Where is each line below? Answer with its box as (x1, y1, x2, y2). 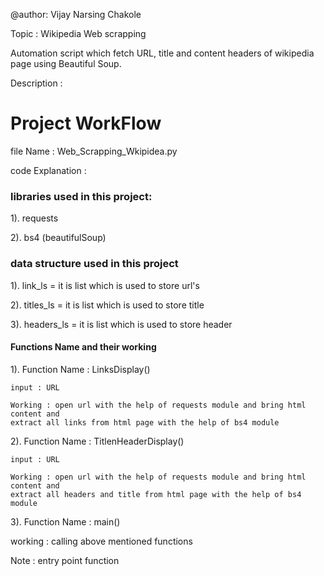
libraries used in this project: (10, 189, 153, 203)
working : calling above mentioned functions (10, 535, 193, 547)
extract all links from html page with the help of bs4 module (10, 417, 280, 428)
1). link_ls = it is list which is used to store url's (10, 279, 200, 291)
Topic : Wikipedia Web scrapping (10, 28, 147, 39)
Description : (10, 77, 63, 89)
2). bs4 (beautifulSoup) (10, 232, 107, 244)
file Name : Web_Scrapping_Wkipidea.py (10, 145, 178, 157)
